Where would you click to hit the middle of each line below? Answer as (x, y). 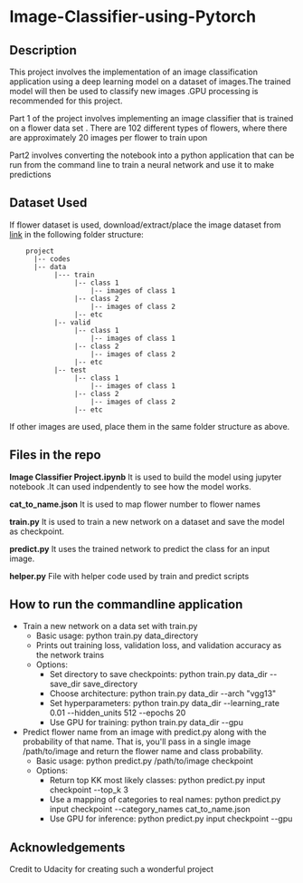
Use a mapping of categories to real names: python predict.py (165, 800)
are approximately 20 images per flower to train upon (109, 137)
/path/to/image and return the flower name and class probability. (143, 752)
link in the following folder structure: (77, 234)
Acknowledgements (67, 847)
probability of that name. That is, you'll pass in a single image (137, 742)
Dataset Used (48, 203)
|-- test (71, 370)
